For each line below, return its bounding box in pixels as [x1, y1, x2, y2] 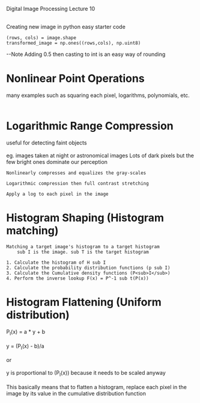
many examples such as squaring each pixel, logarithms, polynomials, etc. [6, 92, 190, 99]
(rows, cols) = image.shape [6, 35, 77, 41]
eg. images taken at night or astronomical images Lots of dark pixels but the [6, 152, 194, 159]
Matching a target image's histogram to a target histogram [6, 243, 160, 249]
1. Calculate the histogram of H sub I [6, 259, 106, 266]
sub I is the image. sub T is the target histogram [17, 249, 149, 255]
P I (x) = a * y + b [6, 328, 46, 337]
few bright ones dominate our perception [6, 158, 108, 165]
